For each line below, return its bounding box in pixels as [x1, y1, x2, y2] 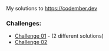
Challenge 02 [14, 39, 48, 46]
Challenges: [6, 19, 42, 27]
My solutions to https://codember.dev [6, 5, 98, 12]
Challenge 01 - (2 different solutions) [14, 32, 104, 39]
